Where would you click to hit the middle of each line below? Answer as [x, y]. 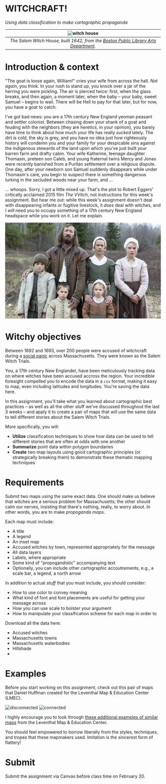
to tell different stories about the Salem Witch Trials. [58, 417]
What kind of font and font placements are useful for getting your [79, 597]
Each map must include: [30, 521]
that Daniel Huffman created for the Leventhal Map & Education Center [77, 692]
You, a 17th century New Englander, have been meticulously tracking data [80, 371]
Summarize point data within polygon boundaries [63, 447]
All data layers [27, 552]
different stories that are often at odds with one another [69, 441]
